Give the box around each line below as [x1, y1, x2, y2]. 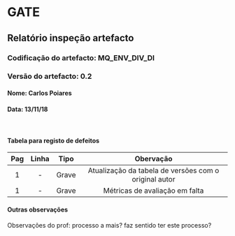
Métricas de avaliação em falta [103, 186, 204, 196]
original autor [131, 175, 176, 184]
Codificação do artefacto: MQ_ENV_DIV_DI [7, 53, 155, 63]
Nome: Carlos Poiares [7, 89, 72, 98]
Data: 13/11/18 [7, 105, 48, 113]
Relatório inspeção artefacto [7, 32, 134, 44]
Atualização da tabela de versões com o [87, 165, 220, 175]
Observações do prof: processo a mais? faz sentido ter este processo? [7, 221, 212, 229]
